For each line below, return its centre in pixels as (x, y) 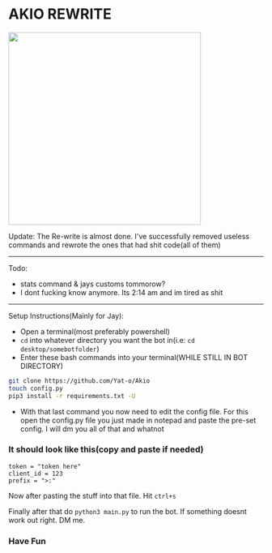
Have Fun (27, 541)
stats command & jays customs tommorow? (93, 284)
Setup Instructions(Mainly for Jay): (66, 315)
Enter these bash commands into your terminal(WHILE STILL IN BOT (134, 357)
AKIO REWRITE (60, 14)
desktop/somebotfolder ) (59, 349)
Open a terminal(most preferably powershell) (95, 331)
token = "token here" (45, 466)
